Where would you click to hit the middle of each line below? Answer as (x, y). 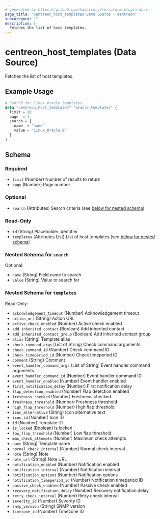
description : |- (22, 23)
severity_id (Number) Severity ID (46, 501)
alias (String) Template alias (41, 339)
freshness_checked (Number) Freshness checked (62, 396)
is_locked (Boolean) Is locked (42, 428)
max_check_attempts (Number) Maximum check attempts (69, 438)
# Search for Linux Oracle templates (44, 103)
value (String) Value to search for (46, 280)
